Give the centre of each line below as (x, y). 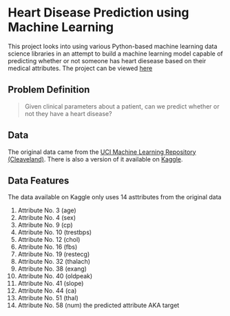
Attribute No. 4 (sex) (47, 218)
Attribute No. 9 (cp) (45, 225)
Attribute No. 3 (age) (47, 210)
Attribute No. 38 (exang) (52, 269)
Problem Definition (49, 90)
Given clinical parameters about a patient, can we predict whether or (122, 106)
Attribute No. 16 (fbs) (48, 247)
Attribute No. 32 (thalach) (54, 262)
